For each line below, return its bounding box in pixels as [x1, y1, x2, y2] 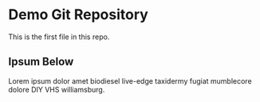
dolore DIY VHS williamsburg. [8, 84, 105, 94]
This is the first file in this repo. [8, 32, 110, 41]
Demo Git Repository [8, 6, 149, 24]
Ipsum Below [8, 55, 74, 69]
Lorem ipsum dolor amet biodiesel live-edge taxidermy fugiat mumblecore [8, 76, 253, 85]
